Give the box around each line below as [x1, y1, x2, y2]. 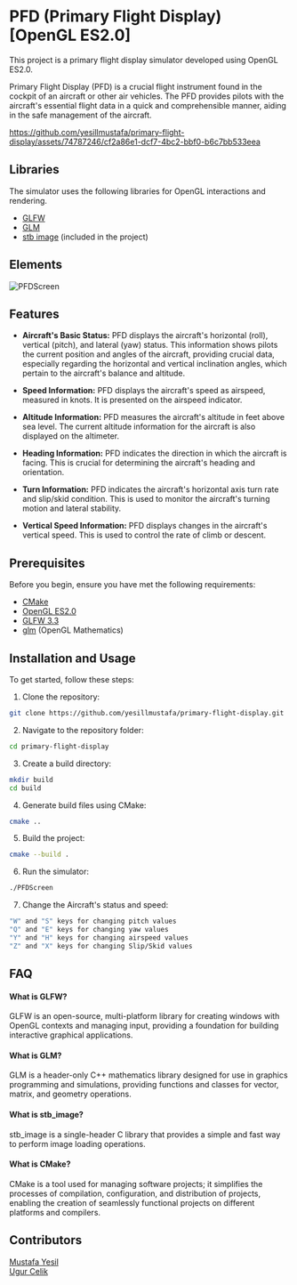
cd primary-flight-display [9, 741, 109, 751]
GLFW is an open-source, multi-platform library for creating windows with [9, 1011, 280, 1022]
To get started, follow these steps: [9, 675, 135, 684]
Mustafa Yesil [9, 1257, 60, 1267]
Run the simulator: [21, 866, 89, 877]
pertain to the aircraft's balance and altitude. [21, 368, 185, 379]
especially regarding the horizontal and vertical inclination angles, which [21, 359, 287, 369]
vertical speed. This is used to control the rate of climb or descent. [21, 529, 267, 540]
